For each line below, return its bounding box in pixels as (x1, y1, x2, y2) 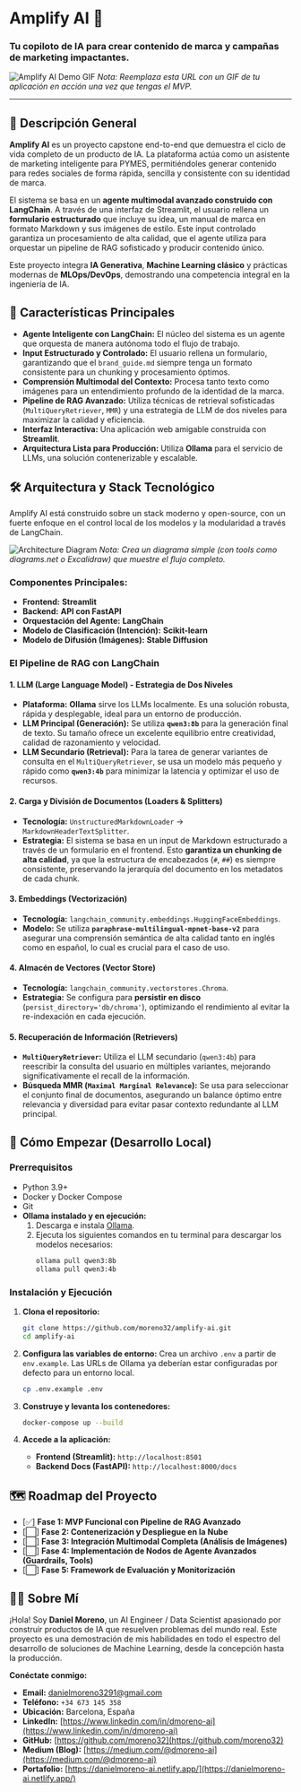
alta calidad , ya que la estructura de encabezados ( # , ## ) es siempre (21, 853, 276, 864)
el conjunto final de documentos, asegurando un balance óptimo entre (21, 1089, 282, 1101)
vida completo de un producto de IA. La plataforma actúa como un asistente (9, 149, 290, 160)
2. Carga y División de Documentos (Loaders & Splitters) (9, 795, 223, 806)
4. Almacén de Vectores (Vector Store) (9, 963, 156, 974)
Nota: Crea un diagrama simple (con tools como (99, 544, 278, 555)
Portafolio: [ (21, 1763, 69, 1774)
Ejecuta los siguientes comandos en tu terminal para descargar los (35, 1229, 282, 1240)
